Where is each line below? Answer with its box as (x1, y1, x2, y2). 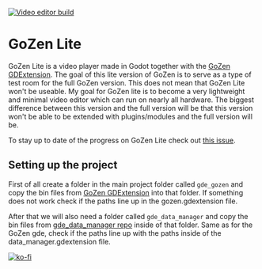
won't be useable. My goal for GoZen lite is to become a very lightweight (8, 86, 245, 96)
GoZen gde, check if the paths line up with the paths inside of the (8, 228, 222, 237)
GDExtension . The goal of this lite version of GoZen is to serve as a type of (8, 70, 252, 79)
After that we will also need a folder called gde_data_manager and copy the (8, 211, 249, 221)
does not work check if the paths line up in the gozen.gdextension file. (8, 196, 238, 206)
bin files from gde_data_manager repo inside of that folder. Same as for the (8, 220, 253, 229)
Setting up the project (8, 158, 118, 172)
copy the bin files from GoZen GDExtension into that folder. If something (8, 188, 244, 197)
